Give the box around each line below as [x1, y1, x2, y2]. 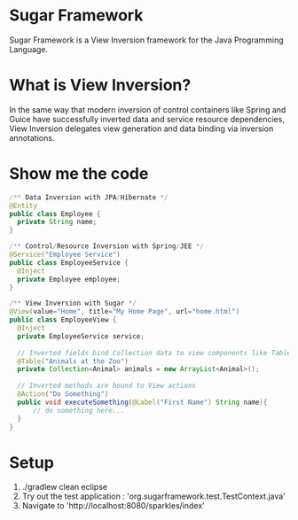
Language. [9, 43, 49, 54]
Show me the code [9, 164, 149, 184]
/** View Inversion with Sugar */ [9, 299, 137, 308]
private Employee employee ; [17, 275, 122, 283]
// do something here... [32, 406, 125, 415]
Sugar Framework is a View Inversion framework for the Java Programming [9, 35, 284, 45]
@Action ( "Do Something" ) [17, 390, 109, 399]
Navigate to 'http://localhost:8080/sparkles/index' [21, 501, 206, 511]
